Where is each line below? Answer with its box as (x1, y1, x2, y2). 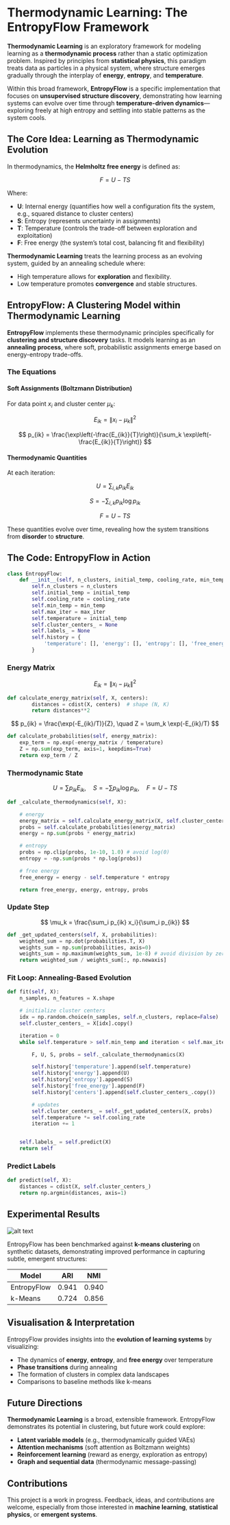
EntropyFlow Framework (7, 19, 149, 35)
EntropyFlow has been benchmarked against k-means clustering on (7, 1240, 201, 1248)
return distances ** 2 (31, 707, 90, 714)
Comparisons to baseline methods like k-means (16, 1377, 152, 1385)
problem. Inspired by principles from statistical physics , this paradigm (7, 56, 207, 64)
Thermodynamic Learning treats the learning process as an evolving (7, 251, 203, 260)
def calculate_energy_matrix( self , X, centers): (7, 694, 149, 702)
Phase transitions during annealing (16, 1363, 118, 1371)
